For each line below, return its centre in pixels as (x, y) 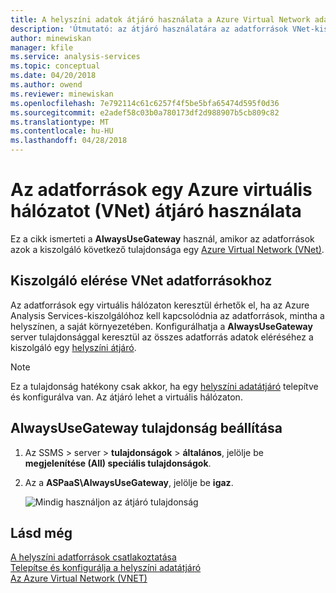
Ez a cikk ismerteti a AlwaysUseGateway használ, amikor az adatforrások (162, 238)
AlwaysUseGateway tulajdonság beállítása (146, 428)
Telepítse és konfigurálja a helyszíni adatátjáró (106, 568)
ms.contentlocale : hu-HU (62, 131)
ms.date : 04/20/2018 (53, 76)
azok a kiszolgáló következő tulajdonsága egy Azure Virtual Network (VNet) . (167, 249)
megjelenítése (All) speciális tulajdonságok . (118, 463)
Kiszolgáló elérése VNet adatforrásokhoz (141, 281)
